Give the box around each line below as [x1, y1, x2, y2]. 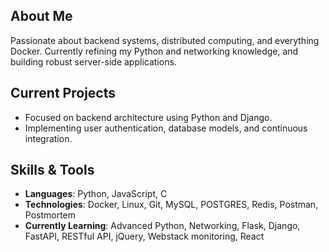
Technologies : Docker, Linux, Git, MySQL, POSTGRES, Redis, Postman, [24, 199, 319, 211]
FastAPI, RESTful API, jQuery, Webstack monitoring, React [24, 230, 265, 243]
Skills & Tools [10, 162, 95, 179]
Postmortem [24, 209, 77, 221]
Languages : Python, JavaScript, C [24, 188, 168, 200]
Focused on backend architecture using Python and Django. [24, 111, 273, 123]
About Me [10, 8, 73, 25]
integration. [24, 132, 73, 144]
